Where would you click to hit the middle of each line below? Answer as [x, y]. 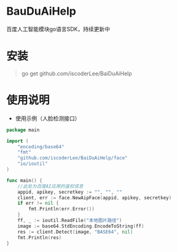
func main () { [25, 180]
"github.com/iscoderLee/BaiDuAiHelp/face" [73, 158]
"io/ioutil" [33, 164]
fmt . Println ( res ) [40, 237]
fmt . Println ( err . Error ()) [62, 209]
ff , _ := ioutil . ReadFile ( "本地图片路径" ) [70, 221]
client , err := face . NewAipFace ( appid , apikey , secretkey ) [95, 197]
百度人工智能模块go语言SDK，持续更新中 [58, 29]
